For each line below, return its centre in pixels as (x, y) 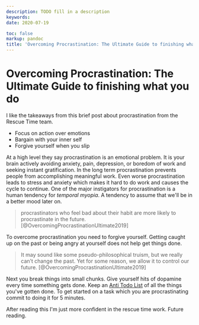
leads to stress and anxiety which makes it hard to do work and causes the (97, 182)
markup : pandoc (25, 39)
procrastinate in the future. (53, 219)
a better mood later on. (34, 201)
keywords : (18, 17)
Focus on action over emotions (52, 133)
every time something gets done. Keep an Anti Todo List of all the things (94, 285)
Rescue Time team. (30, 122)
